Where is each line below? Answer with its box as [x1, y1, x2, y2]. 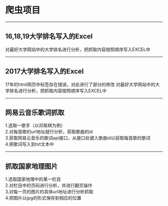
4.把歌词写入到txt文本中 [5, 141, 54, 147]
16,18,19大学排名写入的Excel [5, 32, 93, 40]
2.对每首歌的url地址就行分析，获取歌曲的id [5, 128, 93, 135]
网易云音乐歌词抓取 [5, 108, 64, 116]
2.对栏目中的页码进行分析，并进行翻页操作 [5, 182, 92, 188]
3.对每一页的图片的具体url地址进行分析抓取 [5, 188, 93, 195]
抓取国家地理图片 [5, 162, 58, 170]
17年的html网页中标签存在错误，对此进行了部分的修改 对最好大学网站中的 [5, 81, 156, 87]
